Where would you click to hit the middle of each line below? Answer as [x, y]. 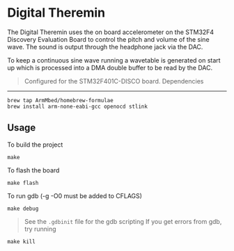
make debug [23, 209]
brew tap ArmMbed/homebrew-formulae [60, 100]
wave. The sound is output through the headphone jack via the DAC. [105, 47]
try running [40, 229]
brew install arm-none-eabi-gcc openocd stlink [78, 106]
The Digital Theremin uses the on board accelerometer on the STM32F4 [111, 32]
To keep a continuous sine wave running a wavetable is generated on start [114, 60]
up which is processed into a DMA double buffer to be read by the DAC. [110, 67]
